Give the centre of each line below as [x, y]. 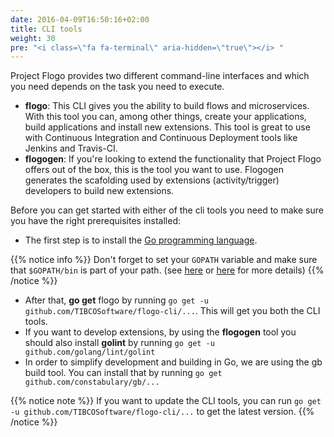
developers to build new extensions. [99, 191]
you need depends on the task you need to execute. [117, 87]
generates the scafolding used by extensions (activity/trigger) [152, 180]
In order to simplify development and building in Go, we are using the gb [173, 362]
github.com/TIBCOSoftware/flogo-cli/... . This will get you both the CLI [172, 311]
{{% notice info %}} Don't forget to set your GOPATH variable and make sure [164, 260]
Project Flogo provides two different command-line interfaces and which [160, 76]
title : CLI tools [46, 29]
